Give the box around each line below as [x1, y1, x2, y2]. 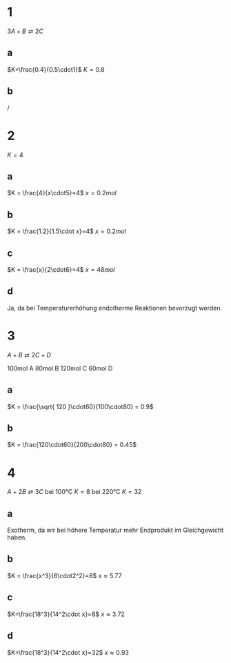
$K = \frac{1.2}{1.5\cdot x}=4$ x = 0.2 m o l [7, 227, 126, 235]
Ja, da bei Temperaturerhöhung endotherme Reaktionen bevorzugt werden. [7, 304, 223, 312]
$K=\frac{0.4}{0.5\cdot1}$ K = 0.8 [7, 65, 105, 73]
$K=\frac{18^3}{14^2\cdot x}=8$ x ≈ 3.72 [7, 610, 125, 618]
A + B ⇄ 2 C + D [7, 350, 52, 359]
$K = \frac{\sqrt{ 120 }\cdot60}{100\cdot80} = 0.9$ [7, 402, 154, 410]
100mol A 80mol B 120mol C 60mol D [7, 364, 113, 373]
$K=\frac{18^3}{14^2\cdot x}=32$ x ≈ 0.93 [7, 648, 130, 656]
